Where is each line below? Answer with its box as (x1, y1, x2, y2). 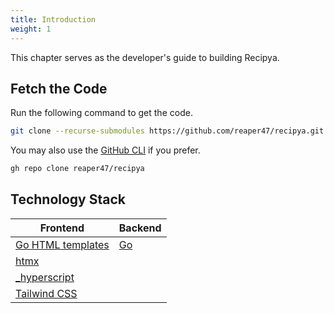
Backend (118, 221, 162, 235)
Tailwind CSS (15, 286, 78, 300)
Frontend (39, 221, 85, 235)
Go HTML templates (15, 237, 110, 251)
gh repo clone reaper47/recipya (10, 164, 145, 174)
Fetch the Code (10, 80, 108, 97)
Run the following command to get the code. (10, 107, 193, 119)
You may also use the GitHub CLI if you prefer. (10, 144, 201, 156)
